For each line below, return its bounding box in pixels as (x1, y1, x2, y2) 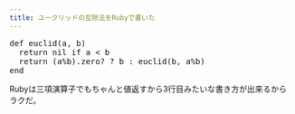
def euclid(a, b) (9, 38, 86, 48)
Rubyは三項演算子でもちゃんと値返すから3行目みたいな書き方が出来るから (9, 83, 288, 94)
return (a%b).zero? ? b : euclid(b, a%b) (18, 56, 205, 66)
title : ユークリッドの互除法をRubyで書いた (9, 13, 156, 23)
